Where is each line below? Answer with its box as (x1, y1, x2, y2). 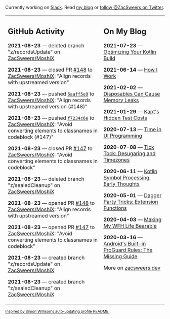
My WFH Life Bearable (103, 222, 157, 229)
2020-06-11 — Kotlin (103, 168, 158, 175)
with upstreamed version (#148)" (8, 103, 88, 110)
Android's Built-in (103, 240, 146, 247)
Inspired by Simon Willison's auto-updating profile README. (5, 309, 110, 314)
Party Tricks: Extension (103, 198, 158, 205)
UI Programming (103, 132, 143, 139)
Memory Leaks (103, 97, 139, 104)
